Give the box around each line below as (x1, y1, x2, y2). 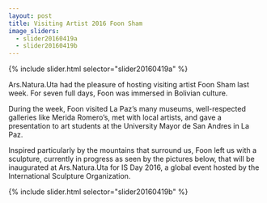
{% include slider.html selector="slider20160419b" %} (8, 187, 189, 197)
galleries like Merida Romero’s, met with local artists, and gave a (8, 112, 222, 122)
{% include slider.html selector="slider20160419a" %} (8, 64, 189, 74)
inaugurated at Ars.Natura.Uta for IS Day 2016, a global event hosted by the (8, 163, 260, 172)
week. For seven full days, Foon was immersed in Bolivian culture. (8, 88, 228, 98)
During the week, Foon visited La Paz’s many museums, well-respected (8, 104, 247, 114)
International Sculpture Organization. (8, 171, 131, 181)
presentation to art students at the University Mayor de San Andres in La (8, 121, 249, 131)
